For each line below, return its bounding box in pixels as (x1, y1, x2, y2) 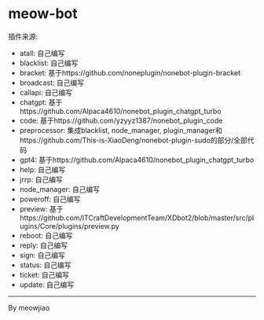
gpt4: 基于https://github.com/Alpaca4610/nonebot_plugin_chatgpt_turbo (19, 155, 255, 164)
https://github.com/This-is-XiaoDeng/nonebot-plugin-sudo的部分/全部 (19, 135, 247, 145)
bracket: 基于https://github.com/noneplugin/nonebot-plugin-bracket (19, 68, 241, 77)
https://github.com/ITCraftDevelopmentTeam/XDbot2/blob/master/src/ (19, 213, 249, 223)
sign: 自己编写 (19, 250, 65, 259)
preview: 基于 (19, 204, 64, 213)
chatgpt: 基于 (19, 97, 63, 107)
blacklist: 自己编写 (19, 58, 79, 68)
